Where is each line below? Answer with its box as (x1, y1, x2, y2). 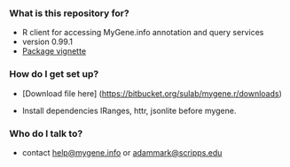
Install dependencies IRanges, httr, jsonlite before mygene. (21, 105, 237, 116)
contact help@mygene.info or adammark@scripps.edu (21, 147, 223, 157)
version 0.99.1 (21, 36, 74, 47)
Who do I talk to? (9, 127, 83, 140)
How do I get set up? (9, 68, 99, 80)
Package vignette (21, 46, 87, 57)
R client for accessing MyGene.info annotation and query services (21, 27, 264, 38)
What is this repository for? (9, 7, 130, 19)
